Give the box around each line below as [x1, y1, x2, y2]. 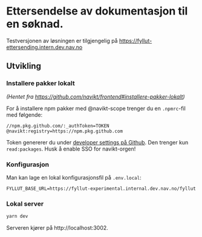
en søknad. [6, 17, 64, 31]
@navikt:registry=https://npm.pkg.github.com [6, 128, 123, 134]
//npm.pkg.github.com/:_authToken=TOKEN [6, 123, 110, 129]
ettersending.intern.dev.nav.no [6, 44, 83, 51]
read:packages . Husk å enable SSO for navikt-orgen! [6, 145, 136, 152]
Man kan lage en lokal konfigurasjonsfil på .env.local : [6, 174, 142, 181]
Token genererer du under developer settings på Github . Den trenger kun [6, 138, 189, 146]
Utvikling [6, 61, 41, 71]
